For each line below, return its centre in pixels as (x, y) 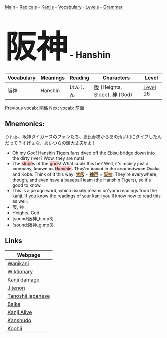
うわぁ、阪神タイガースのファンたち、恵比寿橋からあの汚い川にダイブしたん (83, 136)
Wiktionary (20, 271)
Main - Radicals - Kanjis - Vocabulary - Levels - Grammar (64, 7)
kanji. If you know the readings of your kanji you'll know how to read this (86, 196)
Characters (116, 78)
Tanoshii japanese (29, 296)
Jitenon (16, 288)
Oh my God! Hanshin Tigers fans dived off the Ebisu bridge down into (83, 153)
